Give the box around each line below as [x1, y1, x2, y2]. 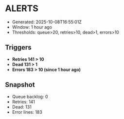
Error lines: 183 [12, 109, 42, 115]
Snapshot [5, 81, 35, 89]
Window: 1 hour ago [12, 24, 53, 30]
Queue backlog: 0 [12, 93, 48, 100]
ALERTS [5, 3, 39, 14]
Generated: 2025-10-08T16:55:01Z [12, 19, 82, 25]
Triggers [5, 43, 32, 51]
